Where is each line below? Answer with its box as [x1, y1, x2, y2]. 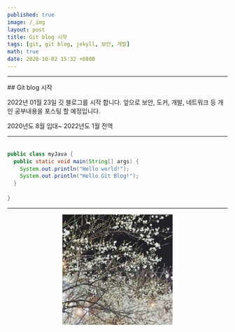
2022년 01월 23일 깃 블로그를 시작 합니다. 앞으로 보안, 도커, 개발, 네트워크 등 [7, 98, 217, 106]
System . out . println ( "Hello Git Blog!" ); [20, 172, 139, 180]
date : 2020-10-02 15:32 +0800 [7, 56, 96, 63]
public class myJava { [7, 151, 73, 158]
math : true [7, 48, 39, 55]
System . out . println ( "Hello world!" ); [20, 165, 130, 172]
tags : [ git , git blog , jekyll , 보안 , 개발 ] [7, 41, 131, 48]
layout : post [7, 26, 45, 33]
